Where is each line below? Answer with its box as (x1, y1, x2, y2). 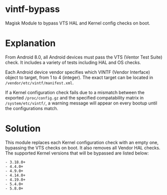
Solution (5, 123, 41, 134)
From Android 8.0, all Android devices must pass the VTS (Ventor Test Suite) (5, 54, 162, 60)
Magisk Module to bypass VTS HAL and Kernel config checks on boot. (5, 20, 150, 26)
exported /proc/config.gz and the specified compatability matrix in (5, 94, 144, 100)
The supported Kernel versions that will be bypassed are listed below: (5, 150, 149, 156)
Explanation (5, 37, 56, 49)
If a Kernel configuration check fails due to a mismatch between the (5, 89, 145, 95)
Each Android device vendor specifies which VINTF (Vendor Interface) (5, 69, 150, 75)
